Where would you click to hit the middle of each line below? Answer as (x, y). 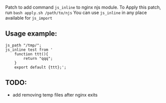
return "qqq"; (38, 58)
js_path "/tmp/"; (23, 45)
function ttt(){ (32, 54)
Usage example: (31, 34)
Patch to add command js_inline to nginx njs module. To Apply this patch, (83, 7)
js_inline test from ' (29, 50)
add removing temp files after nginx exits (55, 94)
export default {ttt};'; (40, 67)
